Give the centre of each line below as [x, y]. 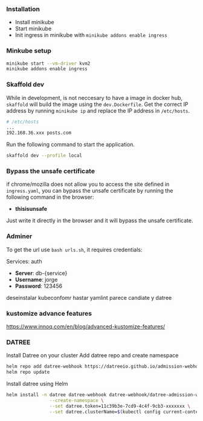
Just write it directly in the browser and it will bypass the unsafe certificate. [100, 220]
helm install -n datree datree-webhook [56, 395]
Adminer [19, 236]
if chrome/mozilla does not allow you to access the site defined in [88, 184]
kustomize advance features [49, 313]
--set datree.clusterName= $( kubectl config [105, 412]
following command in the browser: [50, 197]
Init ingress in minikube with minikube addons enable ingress [91, 35]
